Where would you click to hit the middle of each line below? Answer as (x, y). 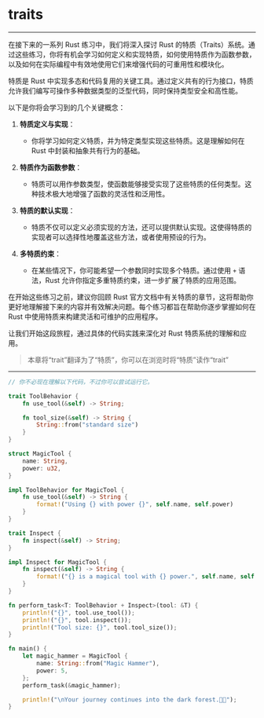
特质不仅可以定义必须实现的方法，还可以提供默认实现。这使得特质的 (141, 227)
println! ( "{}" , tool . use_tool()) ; (79, 613)
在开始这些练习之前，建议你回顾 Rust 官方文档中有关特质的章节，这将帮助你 (131, 297)
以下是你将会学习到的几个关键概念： (67, 107)
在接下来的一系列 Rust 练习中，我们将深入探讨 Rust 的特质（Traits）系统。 (128, 44)
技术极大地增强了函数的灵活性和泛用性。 (104, 193)
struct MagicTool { (40, 454)
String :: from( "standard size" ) (88, 425)
